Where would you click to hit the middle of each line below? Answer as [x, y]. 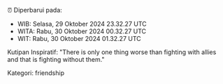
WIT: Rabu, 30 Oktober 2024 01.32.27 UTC [79, 39]
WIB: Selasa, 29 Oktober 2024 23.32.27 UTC [82, 24]
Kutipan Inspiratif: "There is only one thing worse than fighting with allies [112, 52]
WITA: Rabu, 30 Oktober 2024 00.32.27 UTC [82, 31]
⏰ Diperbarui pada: [35, 10]
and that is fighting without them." [56, 59]
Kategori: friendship [36, 73]
